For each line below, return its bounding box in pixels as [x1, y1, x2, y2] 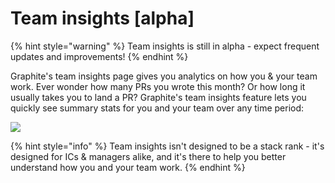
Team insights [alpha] [10, 7, 195, 30]
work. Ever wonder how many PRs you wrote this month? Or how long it [10, 80, 306, 92]
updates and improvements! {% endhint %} [10, 50, 189, 62]
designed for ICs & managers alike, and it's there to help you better [10, 150, 287, 162]
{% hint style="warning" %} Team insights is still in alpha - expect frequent [10, 40, 320, 52]
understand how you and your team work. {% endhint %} [10, 161, 246, 173]
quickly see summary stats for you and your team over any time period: [10, 102, 305, 114]
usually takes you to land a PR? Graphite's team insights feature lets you [10, 91, 307, 103]
